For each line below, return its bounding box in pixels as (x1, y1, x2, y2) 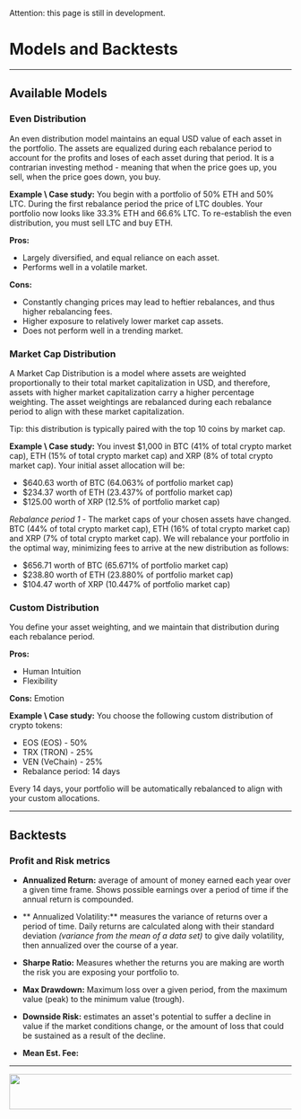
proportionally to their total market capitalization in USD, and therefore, (9, 377, 271, 388)
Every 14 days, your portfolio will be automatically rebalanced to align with (9, 783, 283, 794)
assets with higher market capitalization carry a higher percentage (9, 386, 255, 398)
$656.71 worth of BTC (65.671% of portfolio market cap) (21, 559, 228, 570)
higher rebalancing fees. (21, 305, 113, 317)
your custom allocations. (9, 793, 100, 804)
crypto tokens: (9, 720, 63, 731)
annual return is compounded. (21, 894, 134, 904)
